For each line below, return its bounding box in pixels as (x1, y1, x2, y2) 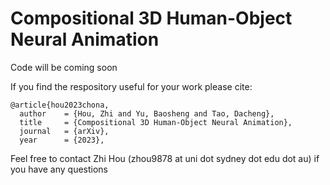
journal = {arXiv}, (19, 126, 110, 136)
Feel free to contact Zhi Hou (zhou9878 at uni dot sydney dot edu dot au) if (10, 152, 320, 164)
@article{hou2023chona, (10, 100, 110, 110)
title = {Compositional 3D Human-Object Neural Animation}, (19, 117, 293, 127)
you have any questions (10, 163, 108, 175)
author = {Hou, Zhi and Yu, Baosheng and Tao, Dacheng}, (19, 108, 275, 119)
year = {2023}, (19, 135, 105, 145)
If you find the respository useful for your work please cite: (10, 80, 253, 92)
